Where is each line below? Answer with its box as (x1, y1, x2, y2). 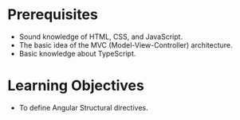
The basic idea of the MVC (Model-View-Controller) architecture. (18, 40, 233, 49)
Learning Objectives (7, 77, 144, 95)
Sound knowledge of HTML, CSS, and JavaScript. (18, 32, 183, 41)
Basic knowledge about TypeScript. (18, 48, 136, 58)
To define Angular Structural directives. (18, 103, 148, 112)
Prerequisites (7, 6, 99, 24)
